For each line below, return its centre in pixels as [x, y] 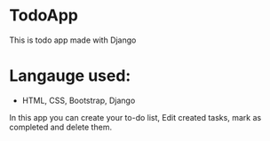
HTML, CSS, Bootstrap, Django [79, 100]
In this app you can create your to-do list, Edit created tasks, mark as [135, 117]
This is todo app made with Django [73, 40]
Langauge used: [70, 76]
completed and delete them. [61, 127]
